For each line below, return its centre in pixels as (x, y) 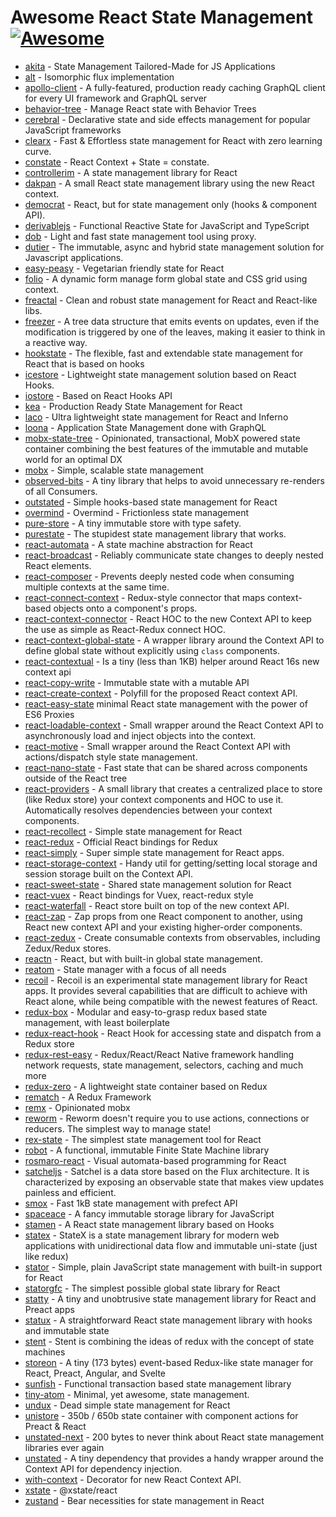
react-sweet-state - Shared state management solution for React (158, 884)
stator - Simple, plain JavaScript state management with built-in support (173, 1267)
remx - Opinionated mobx (77, 1107)
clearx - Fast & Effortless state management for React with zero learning (173, 140)
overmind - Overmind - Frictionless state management (137, 512)
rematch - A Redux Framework (88, 1097)
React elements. (58, 565)
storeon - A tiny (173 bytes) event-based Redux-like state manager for (169, 1362)
